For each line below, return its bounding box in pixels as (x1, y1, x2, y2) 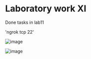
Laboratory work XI (5, 3, 87, 14)
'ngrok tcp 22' (5, 29, 34, 35)
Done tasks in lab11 (5, 19, 44, 25)
